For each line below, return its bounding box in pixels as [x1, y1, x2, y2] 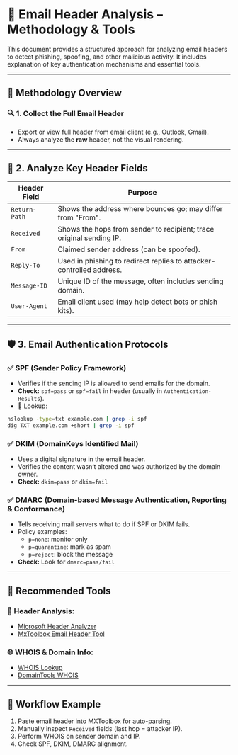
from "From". [57, 212, 101, 222]
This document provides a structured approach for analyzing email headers [7, 45, 228, 53]
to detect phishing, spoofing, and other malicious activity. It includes [7, 52, 207, 61]
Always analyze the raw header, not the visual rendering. [17, 135, 184, 144]
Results [17, 396, 40, 403]
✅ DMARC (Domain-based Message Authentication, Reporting [7, 495, 227, 505]
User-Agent [11, 302, 47, 310]
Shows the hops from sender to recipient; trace [57, 225, 215, 234]
